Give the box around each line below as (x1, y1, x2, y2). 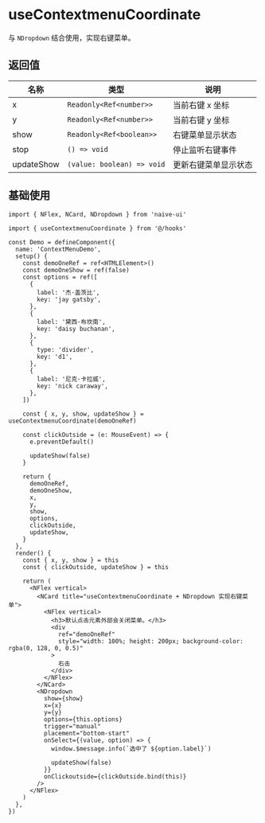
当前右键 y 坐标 (173, 114, 230, 125)
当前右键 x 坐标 (173, 99, 230, 111)
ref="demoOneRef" (58, 630, 115, 638)
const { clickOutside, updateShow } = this (22, 563, 170, 571)
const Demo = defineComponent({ (8, 238, 115, 246)
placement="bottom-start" (43, 729, 130, 737)
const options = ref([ (22, 273, 98, 281)
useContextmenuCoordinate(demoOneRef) (8, 416, 137, 425)
